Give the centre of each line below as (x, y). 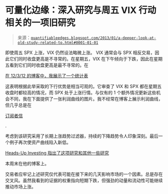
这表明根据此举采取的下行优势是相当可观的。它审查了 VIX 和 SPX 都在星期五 (83, 86)
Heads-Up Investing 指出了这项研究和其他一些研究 (57, 152)
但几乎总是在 (18, 105)
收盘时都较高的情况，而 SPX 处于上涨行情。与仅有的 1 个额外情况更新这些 (81, 92)
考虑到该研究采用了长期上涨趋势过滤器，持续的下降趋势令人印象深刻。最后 (82, 136)
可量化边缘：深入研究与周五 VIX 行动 (81, 10)
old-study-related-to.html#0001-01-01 (58, 42)
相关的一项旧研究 (40, 23)
